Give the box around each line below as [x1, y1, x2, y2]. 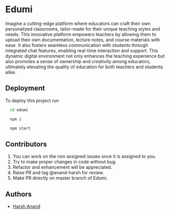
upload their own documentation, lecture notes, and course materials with [5, 37, 160, 43]
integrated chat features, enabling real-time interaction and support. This [5, 47, 158, 53]
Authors [5, 190, 32, 198]
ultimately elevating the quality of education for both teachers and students [5, 64, 163, 70]
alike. [5, 69, 17, 75]
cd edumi [10, 107, 29, 113]
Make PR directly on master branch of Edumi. [12, 175, 108, 181]
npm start [10, 126, 31, 131]
